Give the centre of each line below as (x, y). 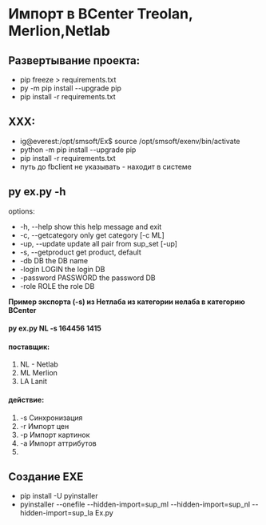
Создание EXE (46, 477)
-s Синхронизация (51, 418)
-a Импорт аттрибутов (58, 443)
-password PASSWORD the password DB (87, 278)
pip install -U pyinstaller (59, 496)
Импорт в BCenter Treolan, (101, 14)
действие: (26, 400)
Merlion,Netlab (59, 31)
